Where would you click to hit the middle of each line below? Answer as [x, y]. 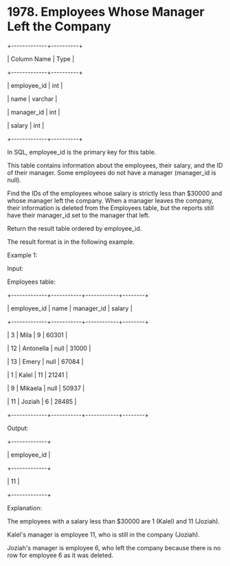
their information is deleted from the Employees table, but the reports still [111, 207]
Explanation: [25, 508]
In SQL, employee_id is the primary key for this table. [82, 152]
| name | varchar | [32, 99]
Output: [18, 428]
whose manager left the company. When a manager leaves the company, [111, 201]
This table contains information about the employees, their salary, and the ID [115, 165]
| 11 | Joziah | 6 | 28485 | [42, 401]
